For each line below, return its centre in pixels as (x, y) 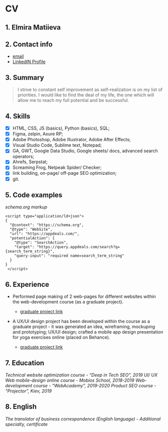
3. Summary (25, 78)
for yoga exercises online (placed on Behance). (61, 338)
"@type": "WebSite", (31, 230)
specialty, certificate (26, 424)
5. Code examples (34, 195)
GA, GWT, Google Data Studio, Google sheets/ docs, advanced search (85, 151)
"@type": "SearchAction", (41, 243)
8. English (21, 407)
